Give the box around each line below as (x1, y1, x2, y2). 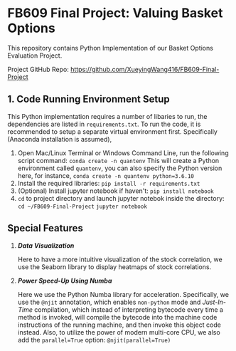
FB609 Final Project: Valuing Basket (7, 5, 223, 21)
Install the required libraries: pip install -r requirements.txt (17, 179, 200, 187)
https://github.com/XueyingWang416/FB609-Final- (70, 65, 220, 73)
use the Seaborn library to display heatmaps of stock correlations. (17, 262, 212, 271)
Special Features (7, 222, 84, 234)
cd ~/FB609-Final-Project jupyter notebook (17, 203, 148, 210)
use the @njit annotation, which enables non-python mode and (17, 298, 201, 306)
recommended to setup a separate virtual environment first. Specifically (7, 127, 218, 136)
